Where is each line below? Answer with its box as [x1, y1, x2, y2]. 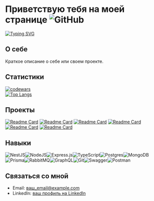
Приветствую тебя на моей [5, 3, 125, 15]
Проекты [5, 106, 35, 114]
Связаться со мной [5, 172, 68, 180]
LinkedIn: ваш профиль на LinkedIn [12, 191, 86, 196]
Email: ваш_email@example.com [12, 185, 80, 191]
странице [5, 14, 47, 25]
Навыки [5, 139, 31, 147]
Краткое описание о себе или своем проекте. [5, 58, 104, 64]
